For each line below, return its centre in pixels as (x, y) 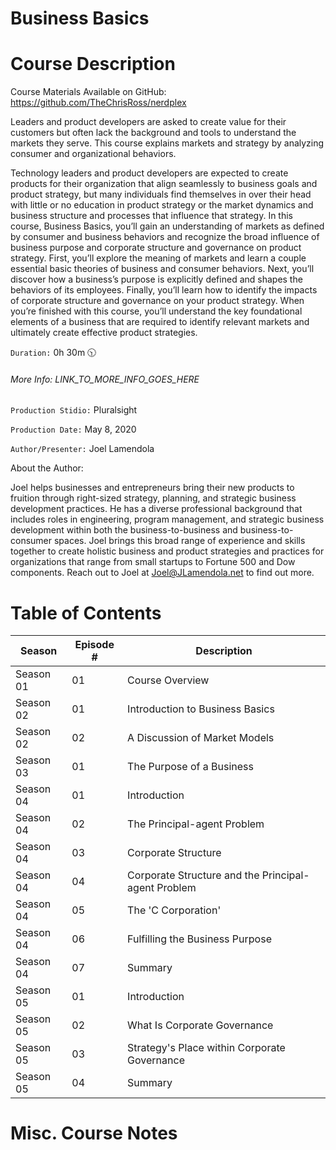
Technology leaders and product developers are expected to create (149, 173)
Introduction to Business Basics (201, 709)
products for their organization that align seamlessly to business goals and (164, 184)
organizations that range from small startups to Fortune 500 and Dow (153, 562)
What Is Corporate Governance (200, 1025)
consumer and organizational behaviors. (93, 154)
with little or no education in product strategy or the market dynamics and (162, 205)
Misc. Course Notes (94, 1133)
